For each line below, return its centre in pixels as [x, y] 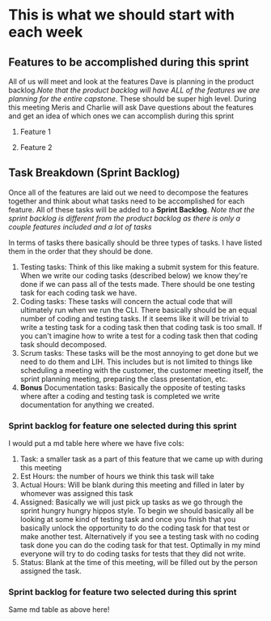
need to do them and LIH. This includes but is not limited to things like [136, 362]
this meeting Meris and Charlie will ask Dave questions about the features [131, 107]
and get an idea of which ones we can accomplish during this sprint [121, 116]
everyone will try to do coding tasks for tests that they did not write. [133, 554]
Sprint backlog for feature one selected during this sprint [123, 426]
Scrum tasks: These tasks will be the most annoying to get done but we [139, 353]
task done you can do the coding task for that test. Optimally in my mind [140, 546]
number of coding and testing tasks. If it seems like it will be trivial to [134, 319]
